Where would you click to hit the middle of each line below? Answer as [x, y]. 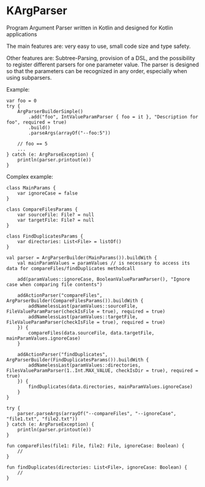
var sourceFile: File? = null [56, 215]
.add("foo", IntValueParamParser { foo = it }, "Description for [114, 117]
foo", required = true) [37, 122]
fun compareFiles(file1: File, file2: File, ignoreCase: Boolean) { [95, 446]
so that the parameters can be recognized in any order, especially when [97, 71]
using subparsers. [29, 77]
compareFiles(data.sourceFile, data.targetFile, [91, 333]
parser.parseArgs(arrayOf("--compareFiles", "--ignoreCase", [97, 413]
